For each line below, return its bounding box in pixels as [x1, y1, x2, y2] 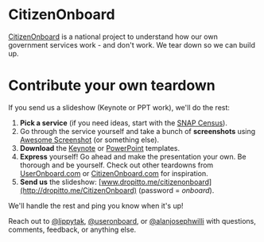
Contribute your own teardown [8, 77, 216, 94]
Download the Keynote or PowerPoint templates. [19, 143, 181, 152]
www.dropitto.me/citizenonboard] [100, 177, 212, 186]
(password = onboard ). [138, 185, 215, 195]
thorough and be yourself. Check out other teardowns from [19, 160, 214, 170]
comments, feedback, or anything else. [8, 225, 137, 234]
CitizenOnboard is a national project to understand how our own [8, 32, 219, 41]
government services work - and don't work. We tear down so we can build [8, 40, 256, 49]
